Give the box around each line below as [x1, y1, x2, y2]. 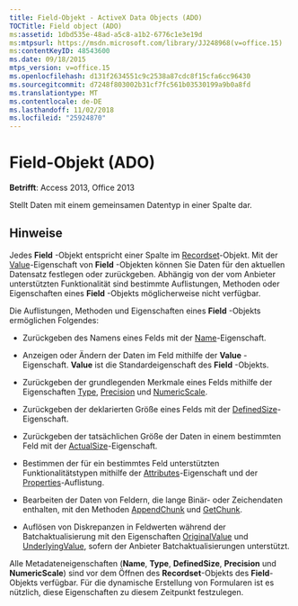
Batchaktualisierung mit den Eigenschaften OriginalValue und [22, 530, 249, 541]
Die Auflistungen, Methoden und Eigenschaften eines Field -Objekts [9, 305, 261, 316]
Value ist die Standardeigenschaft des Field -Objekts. [70, 359, 269, 370]
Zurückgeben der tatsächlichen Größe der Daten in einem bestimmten [22, 430, 281, 441]
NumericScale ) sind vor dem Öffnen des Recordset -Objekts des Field [9, 567, 270, 578]
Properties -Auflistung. [22, 476, 105, 487]
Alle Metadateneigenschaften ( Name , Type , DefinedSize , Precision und [9, 557, 276, 568]
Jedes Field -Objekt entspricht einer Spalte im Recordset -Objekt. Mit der [9, 249, 278, 260]
